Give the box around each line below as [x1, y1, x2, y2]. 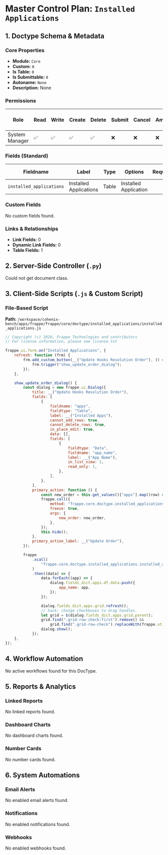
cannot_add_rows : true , [49, 418, 99, 423]
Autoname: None [12, 79, 46, 85]
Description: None [12, 85, 51, 91]
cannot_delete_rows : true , [49, 422, 106, 427]
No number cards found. [5, 756, 56, 762]
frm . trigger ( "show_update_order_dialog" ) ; [31, 362, 122, 367]
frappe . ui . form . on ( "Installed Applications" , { [5, 348, 106, 353]
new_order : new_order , [58, 515, 106, 520]
